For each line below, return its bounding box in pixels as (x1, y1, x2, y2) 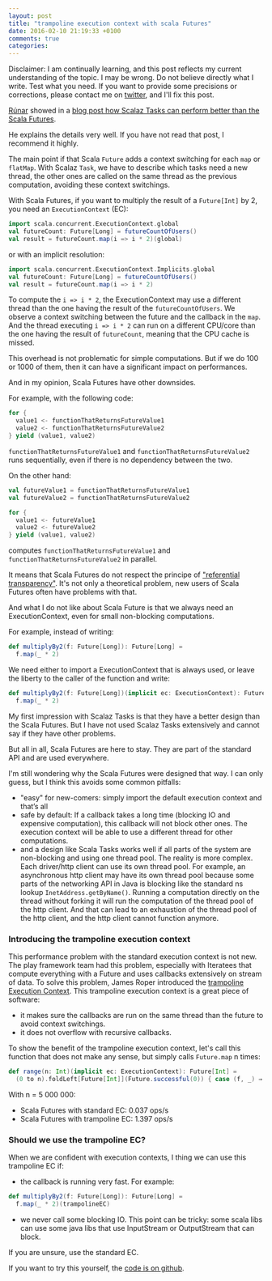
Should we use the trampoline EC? (8, 1134, 146, 1145)
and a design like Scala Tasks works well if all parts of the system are (19, 844, 252, 854)
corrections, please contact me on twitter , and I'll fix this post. (8, 90, 215, 100)
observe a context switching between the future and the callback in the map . (8, 312, 261, 322)
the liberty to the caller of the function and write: (8, 673, 170, 683)
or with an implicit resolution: (8, 249, 105, 259)
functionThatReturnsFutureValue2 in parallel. (8, 554, 158, 564)
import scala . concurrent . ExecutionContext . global (8, 220, 180, 228)
